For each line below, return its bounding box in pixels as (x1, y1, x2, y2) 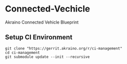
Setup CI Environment (5, 33, 73, 41)
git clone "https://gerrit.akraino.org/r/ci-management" (5, 46, 123, 51)
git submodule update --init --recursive (5, 54, 90, 59)
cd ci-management (5, 50, 40, 55)
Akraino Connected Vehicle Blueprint (5, 19, 79, 25)
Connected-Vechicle (5, 3, 91, 14)
